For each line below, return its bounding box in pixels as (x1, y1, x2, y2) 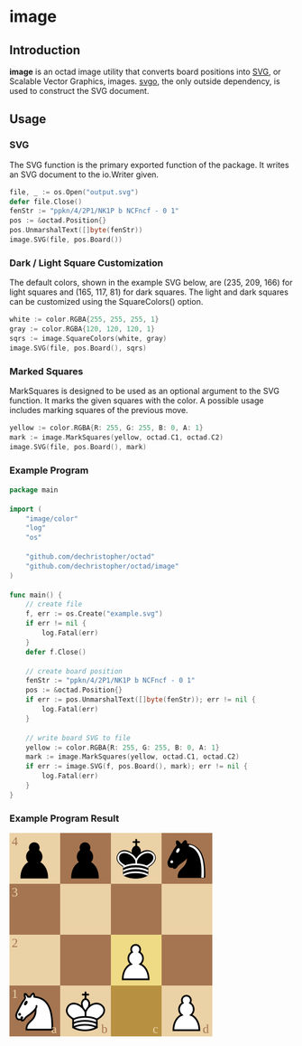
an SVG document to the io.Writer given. (9, 169, 160, 180)
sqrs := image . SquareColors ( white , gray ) (9, 334, 168, 343)
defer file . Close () (9, 197, 83, 206)
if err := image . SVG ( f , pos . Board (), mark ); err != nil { (25, 762, 248, 771)
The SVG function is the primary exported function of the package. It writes (9, 159, 290, 170)
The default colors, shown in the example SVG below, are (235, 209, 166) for (9, 278, 293, 288)
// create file (25, 599, 83, 609)
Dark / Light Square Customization (9, 256, 164, 269)
